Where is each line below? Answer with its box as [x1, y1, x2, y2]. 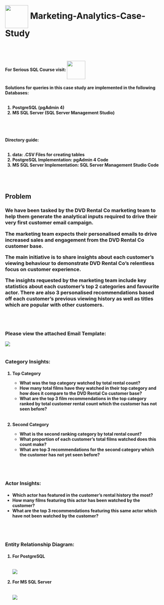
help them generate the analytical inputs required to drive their [5, 213, 158, 220]
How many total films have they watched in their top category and [19, 385, 157, 391]
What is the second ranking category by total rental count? [19, 431, 142, 437]
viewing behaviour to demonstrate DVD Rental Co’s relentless [5, 260, 155, 267]
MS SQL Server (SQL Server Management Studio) [12, 110, 115, 116]
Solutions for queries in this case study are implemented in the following [5, 85, 156, 90]
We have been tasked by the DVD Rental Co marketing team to [5, 207, 156, 214]
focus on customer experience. [5, 266, 82, 272]
